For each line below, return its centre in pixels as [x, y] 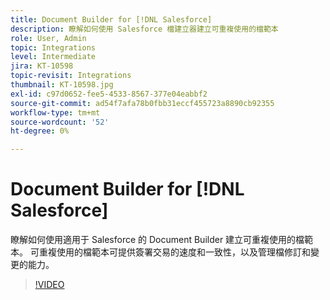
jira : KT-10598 [42, 66]
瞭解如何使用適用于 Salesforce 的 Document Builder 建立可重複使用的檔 [157, 240]
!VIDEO [49, 285]
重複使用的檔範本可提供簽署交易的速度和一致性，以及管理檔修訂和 [174, 252]
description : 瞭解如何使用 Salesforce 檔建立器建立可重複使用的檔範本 [144, 29]
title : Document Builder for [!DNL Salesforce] [111, 19]
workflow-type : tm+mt [55, 112]
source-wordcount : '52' [60, 122]
